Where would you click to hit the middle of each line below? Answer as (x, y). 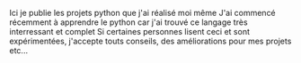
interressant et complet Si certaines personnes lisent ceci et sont (129, 31)
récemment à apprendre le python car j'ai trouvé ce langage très (129, 22)
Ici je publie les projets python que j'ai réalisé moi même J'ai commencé (142, 13)
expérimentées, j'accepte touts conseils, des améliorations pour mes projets (150, 41)
